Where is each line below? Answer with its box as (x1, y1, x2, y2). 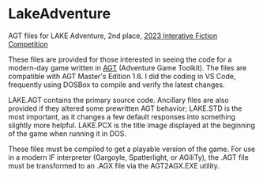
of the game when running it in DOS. (8, 128, 126, 138)
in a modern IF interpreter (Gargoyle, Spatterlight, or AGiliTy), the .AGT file (8, 152, 249, 162)
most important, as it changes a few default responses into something (8, 112, 235, 121)
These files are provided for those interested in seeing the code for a (8, 55, 232, 64)
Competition (8, 39, 49, 48)
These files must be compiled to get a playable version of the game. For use (8, 144, 256, 153)
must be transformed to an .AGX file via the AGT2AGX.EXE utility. (8, 161, 220, 170)
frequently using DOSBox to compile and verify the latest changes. (8, 80, 225, 89)
